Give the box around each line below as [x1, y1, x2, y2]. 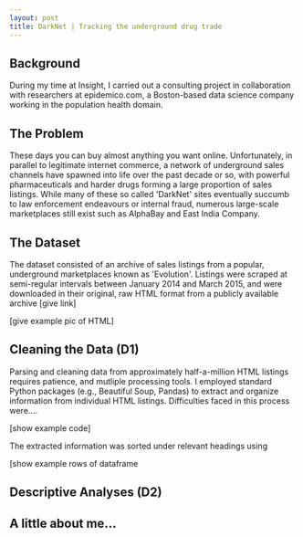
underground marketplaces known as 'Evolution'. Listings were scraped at [9, 268, 287, 279]
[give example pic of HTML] [9, 315, 114, 326]
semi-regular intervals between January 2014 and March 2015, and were [9, 278, 283, 289]
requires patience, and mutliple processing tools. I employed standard [9, 375, 272, 386]
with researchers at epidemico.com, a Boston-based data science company [9, 89, 295, 100]
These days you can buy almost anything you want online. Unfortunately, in [9, 150, 293, 161]
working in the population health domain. [9, 100, 163, 111]
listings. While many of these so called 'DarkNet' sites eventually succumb [9, 189, 290, 200]
